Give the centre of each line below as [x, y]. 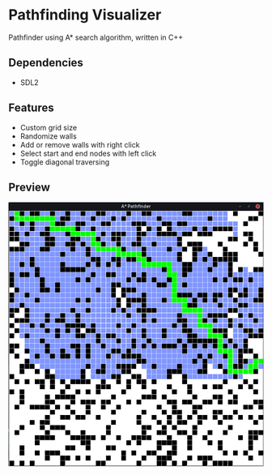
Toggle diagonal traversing [65, 162]
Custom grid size [49, 127]
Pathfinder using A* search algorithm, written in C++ [96, 37]
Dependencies [46, 63]
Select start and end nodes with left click [88, 153]
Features [31, 108]
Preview [30, 187]
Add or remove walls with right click [80, 144]
